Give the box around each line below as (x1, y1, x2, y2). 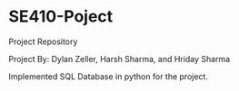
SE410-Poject (8, 6, 114, 27)
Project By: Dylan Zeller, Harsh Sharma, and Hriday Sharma (8, 53, 231, 64)
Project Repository (8, 36, 78, 47)
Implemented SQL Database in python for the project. (8, 70, 208, 82)
